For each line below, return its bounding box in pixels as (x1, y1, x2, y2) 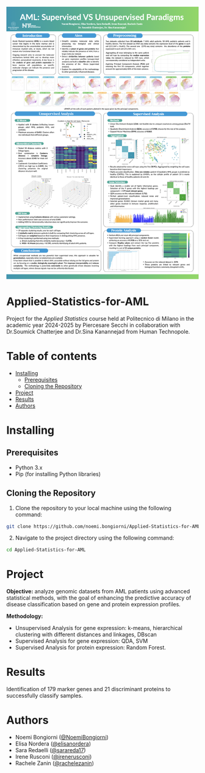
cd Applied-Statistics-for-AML (6, 547, 86, 553)
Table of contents (6, 349, 98, 363)
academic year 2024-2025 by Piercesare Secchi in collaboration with (6, 321, 181, 329)
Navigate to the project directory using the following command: (15, 534, 174, 541)
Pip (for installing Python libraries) (15, 470, 101, 477)
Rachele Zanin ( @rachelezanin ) (15, 760, 95, 767)
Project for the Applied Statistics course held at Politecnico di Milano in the (6, 315, 194, 322)
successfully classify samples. (6, 692, 84, 700)
